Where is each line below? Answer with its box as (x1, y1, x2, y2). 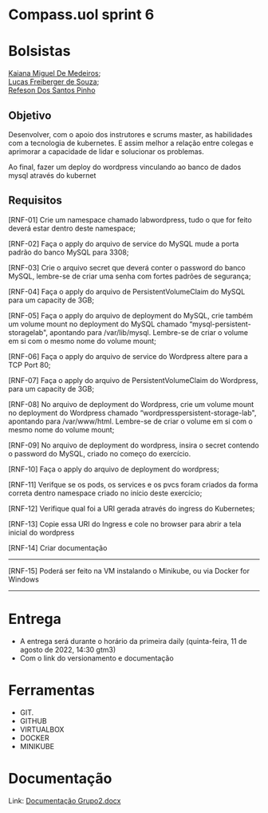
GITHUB (19, 716, 48, 725)
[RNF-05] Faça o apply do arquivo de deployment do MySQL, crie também (8, 310, 254, 320)
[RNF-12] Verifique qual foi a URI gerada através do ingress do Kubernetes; (8, 503, 255, 513)
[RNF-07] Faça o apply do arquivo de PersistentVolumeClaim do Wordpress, (8, 375, 258, 385)
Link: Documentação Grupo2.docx (8, 795, 121, 805)
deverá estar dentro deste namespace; (8, 223, 136, 233)
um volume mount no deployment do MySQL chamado (8, 319, 187, 329)
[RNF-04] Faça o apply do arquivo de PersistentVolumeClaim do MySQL (8, 286, 246, 296)
